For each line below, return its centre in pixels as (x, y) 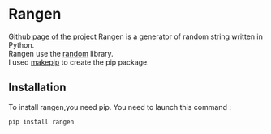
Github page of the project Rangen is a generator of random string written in (136, 36)
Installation (37, 88)
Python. (22, 44)
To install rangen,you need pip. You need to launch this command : (120, 107)
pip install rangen (41, 122)
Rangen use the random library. (61, 53)
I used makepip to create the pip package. (79, 62)
